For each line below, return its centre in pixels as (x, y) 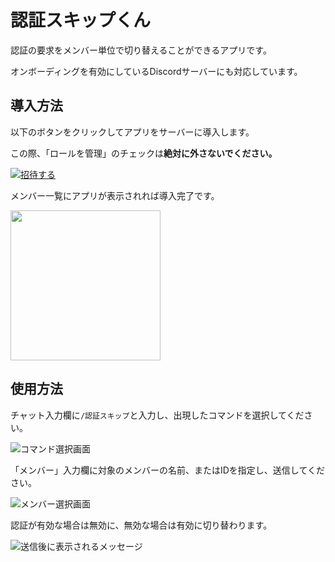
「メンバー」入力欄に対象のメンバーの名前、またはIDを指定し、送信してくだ (168, 470)
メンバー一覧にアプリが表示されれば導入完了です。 (115, 195)
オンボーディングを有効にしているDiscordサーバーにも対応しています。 (156, 71)
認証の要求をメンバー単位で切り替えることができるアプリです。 (141, 50)
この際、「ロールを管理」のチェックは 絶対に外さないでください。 (144, 153)
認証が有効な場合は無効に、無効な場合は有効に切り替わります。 (141, 525)
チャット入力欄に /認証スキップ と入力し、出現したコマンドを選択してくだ (157, 415)
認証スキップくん (81, 20)
